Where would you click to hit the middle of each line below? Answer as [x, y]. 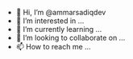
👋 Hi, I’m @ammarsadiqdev [61, 12]
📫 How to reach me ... [53, 47]
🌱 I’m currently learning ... [59, 29]
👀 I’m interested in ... [50, 21]
